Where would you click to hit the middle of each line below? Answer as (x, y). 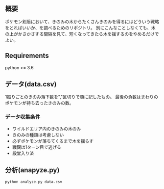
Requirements (27, 56)
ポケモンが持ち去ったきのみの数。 (39, 103)
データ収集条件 (23, 117)
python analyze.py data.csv (34, 182)
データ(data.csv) (31, 84)
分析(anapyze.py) (32, 170)
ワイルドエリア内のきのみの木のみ (47, 129)
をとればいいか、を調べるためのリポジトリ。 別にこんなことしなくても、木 (80, 27)
